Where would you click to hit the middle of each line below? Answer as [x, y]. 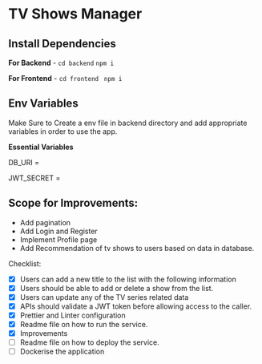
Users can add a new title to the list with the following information [128, 279]
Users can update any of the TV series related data [104, 297]
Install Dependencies [62, 44]
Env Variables [43, 104]
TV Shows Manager [75, 14]
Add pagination [45, 222]
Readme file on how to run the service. [84, 324]
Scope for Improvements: [73, 203]
